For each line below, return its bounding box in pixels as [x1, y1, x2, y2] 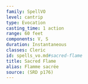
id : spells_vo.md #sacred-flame [6, 53, 83, 59]
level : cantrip [6, 14, 43, 20]
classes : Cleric [6, 47, 46, 53]
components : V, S [6, 36, 49, 42]
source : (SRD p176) [6, 69, 54, 75]
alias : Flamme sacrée [6, 63, 59, 70]
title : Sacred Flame [6, 58, 57, 64]
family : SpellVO [6, 8, 46, 15]
